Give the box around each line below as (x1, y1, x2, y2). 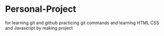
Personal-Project (5, 3, 76, 15)
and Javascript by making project (5, 25, 73, 31)
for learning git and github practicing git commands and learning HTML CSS (5, 20, 160, 26)
